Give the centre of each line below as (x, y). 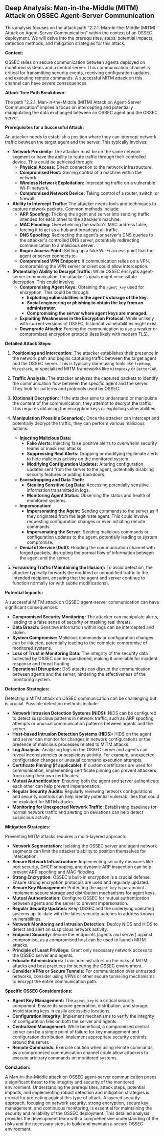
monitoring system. (32, 679)
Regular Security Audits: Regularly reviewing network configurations (82, 791)
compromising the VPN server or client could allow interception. (84, 266)
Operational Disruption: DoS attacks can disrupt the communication (81, 669)
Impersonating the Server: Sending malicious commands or (88, 531)
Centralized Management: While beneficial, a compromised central (81, 1026)
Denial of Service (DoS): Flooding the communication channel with (87, 547)
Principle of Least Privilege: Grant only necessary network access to (82, 950)
